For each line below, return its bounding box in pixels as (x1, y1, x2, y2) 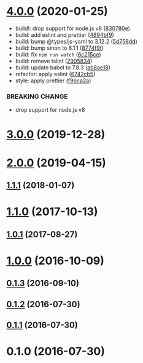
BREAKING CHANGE (6, 92, 68, 101)
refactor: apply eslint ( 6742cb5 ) (15, 70, 96, 77)
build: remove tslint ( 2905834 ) (15, 57, 93, 64)
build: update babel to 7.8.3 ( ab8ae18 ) (15, 63, 110, 71)
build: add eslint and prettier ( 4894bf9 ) (15, 31, 115, 38)
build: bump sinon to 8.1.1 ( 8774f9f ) (15, 44, 104, 52)
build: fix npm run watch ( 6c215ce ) (15, 50, 101, 58)
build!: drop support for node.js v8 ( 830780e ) (15, 25, 131, 32)
